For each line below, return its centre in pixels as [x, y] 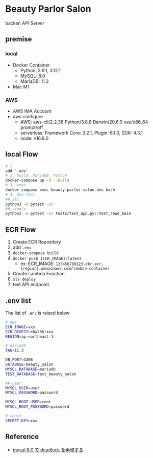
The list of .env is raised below [37, 313]
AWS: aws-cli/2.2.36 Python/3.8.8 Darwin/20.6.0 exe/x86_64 [84, 122]
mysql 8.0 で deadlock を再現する [48, 450]
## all [12, 199]
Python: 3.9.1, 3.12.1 [41, 70]
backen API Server [25, 23]
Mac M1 [21, 86]
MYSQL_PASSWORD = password [32, 393]
